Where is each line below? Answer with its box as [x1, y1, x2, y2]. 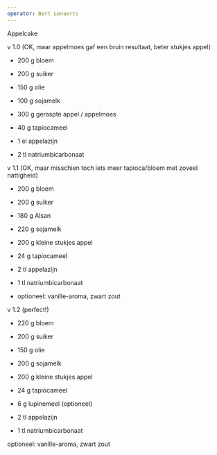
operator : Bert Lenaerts [7, 10, 79, 17]
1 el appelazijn [17, 137, 58, 145]
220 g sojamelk [17, 225, 62, 233]
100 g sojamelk [17, 96, 61, 105]
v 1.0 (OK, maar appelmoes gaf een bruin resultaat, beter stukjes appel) [7, 42, 211, 51]
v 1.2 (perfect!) [7, 305, 49, 314]
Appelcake [7, 29, 38, 37]
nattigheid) [7, 171, 38, 179]
